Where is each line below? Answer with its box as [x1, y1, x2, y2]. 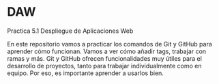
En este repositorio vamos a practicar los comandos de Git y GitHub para [7, 40, 213, 48]
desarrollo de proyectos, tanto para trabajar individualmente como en [7, 61, 202, 70]
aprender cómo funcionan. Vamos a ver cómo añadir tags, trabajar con [7, 47, 207, 55]
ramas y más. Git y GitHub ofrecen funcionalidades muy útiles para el [7, 54, 203, 62]
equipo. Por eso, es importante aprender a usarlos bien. [7, 69, 164, 77]
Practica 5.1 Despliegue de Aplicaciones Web [7, 27, 134, 35]
